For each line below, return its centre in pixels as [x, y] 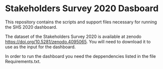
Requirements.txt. [23, 61]
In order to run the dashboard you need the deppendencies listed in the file [81, 56]
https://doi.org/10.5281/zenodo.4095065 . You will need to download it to [78, 41]
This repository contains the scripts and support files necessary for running [81, 22]
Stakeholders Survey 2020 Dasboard [82, 9]
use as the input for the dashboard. [40, 47]
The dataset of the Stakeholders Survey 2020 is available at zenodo [73, 36]
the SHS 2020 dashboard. [31, 27]
